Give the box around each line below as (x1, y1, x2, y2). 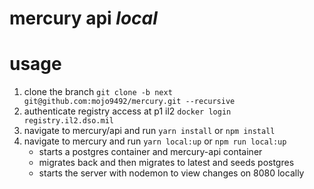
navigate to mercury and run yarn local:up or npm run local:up (23, 135, 287, 147)
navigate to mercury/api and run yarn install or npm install (23, 125, 276, 137)
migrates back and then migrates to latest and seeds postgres (38, 157, 295, 169)
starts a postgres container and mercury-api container (38, 146, 263, 158)
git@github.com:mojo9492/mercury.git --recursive (23, 97, 236, 107)
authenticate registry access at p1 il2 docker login (23, 105, 232, 117)
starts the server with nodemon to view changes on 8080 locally (38, 167, 305, 179)
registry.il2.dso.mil (23, 116, 114, 126)
